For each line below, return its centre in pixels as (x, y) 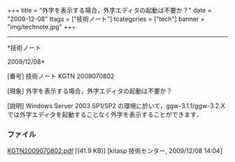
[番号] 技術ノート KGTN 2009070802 (61, 76)
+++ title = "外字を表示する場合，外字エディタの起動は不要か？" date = (109, 10)
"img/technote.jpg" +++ (42, 27)
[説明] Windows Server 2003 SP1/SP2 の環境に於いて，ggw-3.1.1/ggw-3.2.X (116, 106)
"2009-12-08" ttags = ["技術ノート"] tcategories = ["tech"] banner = (106, 19)
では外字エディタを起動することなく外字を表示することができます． (105, 115)
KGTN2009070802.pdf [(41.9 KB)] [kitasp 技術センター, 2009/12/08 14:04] (115, 151)
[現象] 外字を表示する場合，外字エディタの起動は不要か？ (90, 91)
